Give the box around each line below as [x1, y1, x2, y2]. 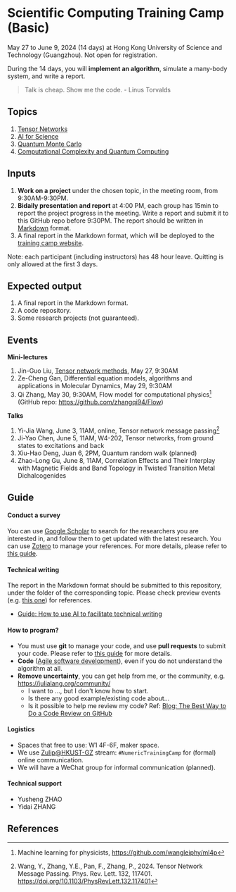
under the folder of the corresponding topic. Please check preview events [7, 588, 221, 597]
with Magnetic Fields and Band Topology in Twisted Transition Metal [17, 464, 216, 472]
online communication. [17, 755, 84, 764]
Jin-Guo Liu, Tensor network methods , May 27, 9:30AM [17, 366, 178, 375]
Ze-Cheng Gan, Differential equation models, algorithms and [17, 374, 192, 383]
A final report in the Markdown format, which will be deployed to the [17, 231, 215, 240]
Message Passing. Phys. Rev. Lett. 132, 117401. [17, 869, 153, 878]
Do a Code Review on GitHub [27, 709, 112, 717]
